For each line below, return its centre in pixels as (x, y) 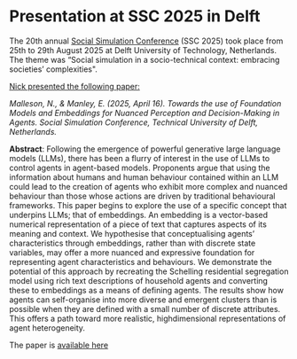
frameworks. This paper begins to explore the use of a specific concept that (148, 205)
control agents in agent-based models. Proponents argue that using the (140, 168)
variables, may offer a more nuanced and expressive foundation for (132, 252)
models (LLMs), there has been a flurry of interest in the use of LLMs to (140, 158)
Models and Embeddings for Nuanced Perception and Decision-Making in (145, 113)
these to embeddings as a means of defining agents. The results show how (146, 290)
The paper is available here (59, 345)
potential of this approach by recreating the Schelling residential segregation (149, 271)
